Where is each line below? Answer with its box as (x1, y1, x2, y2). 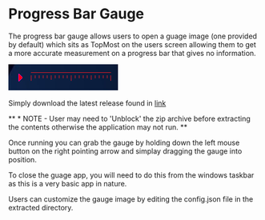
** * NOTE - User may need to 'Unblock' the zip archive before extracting (8, 114, 251, 123)
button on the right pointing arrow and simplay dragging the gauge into (8, 146, 243, 156)
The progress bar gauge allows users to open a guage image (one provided (8, 31, 258, 41)
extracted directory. (8, 202, 74, 212)
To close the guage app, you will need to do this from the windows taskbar (8, 170, 255, 180)
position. (8, 154, 38, 164)
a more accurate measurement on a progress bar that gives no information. (8, 48, 256, 58)
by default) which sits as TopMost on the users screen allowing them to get (8, 39, 256, 49)
